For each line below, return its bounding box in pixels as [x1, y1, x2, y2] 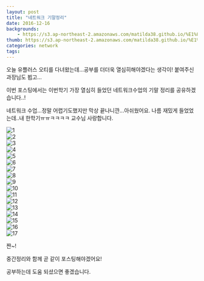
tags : [6, 49, 20, 55]
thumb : [6, 37, 23, 43]
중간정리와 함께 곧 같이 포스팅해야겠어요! [6, 255, 102, 262]
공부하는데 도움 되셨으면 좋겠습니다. [6, 268, 91, 275]
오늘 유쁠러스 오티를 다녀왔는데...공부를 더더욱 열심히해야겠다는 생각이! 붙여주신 [6, 66, 194, 73]
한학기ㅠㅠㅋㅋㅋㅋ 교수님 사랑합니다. [25, 114, 114, 121]
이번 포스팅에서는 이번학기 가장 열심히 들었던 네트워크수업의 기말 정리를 [6, 86, 175, 93]
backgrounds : [6, 25, 39, 32]
